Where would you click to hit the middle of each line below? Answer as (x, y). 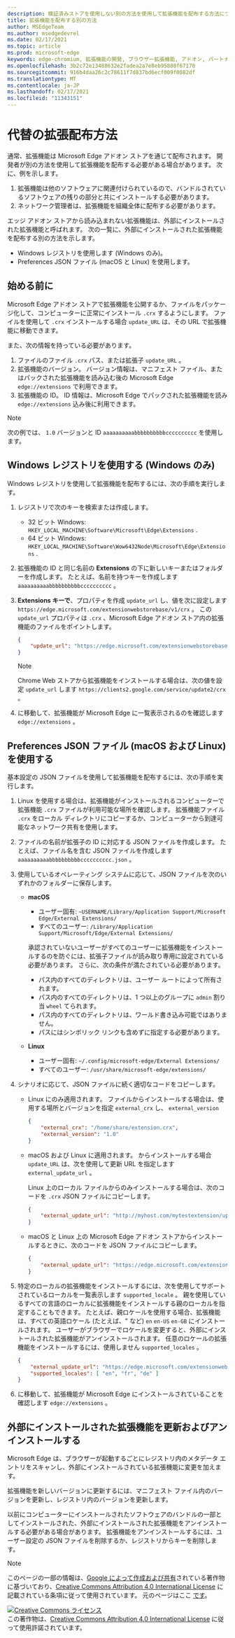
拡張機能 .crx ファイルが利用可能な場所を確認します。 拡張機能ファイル (121, 810)
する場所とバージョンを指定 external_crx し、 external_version (126, 1108)
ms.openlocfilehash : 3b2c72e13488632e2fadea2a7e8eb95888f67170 (101, 66)
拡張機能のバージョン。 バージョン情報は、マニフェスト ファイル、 (114, 369)
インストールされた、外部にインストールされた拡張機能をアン (108, 1523)
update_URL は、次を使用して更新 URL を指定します (101, 1163)
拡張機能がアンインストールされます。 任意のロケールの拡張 (141, 1338)
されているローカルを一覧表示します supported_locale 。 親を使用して (119, 1294)
